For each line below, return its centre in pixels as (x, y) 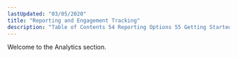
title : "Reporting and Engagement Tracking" (74, 21)
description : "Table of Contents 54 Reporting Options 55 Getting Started (120, 27)
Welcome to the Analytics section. (57, 47)
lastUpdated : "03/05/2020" (47, 14)
